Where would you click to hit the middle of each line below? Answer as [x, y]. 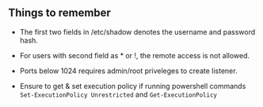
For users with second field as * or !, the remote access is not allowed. [135, 55]
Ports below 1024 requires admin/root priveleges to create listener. [128, 71]
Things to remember [59, 13]
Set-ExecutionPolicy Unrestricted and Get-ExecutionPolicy [118, 94]
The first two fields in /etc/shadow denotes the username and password [137, 31]
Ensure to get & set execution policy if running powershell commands [133, 86]
